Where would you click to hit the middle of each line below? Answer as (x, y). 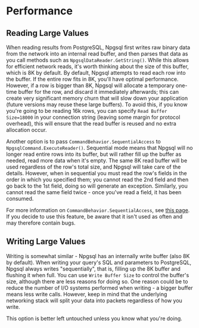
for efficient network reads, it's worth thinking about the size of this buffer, (97, 66)
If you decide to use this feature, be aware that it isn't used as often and (94, 217)
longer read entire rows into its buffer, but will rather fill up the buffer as (94, 154)
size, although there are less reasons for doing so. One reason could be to (97, 281)
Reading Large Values (48, 33)
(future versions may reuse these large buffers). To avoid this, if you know (97, 105)
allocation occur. (27, 130)
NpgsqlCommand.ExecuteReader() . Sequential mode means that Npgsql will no (99, 148)
